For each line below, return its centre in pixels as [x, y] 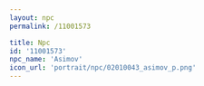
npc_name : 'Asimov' [46, 60]
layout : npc [32, 18]
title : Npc [30, 43]
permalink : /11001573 [50, 26]
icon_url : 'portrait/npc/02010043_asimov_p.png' [103, 68]
